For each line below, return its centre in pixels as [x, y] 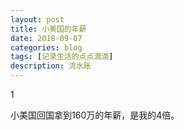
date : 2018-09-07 [46, 38]
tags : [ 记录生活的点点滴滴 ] [62, 57]
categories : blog [46, 47]
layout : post [37, 19]
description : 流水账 [51, 66]
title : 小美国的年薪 [48, 29]
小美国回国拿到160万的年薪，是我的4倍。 [95, 115]
